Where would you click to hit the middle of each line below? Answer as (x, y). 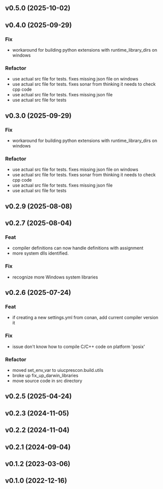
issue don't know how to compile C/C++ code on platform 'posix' (79, 347)
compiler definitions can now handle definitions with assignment (78, 248)
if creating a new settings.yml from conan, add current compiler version (85, 318)
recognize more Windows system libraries (55, 277)
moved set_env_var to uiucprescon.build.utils (58, 370)
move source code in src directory (47, 381)
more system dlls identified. (41, 253)
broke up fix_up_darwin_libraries (45, 376)
